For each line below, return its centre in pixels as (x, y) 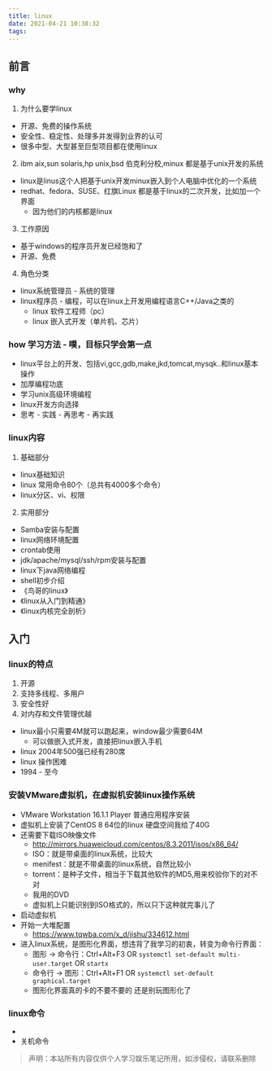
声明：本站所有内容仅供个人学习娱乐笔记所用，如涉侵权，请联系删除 (142, 1058)
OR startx (91, 963)
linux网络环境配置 (50, 539)
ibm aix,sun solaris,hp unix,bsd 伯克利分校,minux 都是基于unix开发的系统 (142, 164)
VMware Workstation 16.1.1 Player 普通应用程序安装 (105, 814)
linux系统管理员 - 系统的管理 (67, 291)
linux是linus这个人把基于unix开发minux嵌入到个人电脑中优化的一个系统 (138, 181)
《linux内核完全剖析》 (55, 611)
